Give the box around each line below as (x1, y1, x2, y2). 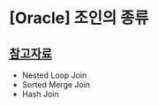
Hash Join (21, 89, 59, 99)
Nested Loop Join (21, 70, 87, 80)
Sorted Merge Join (21, 79, 91, 89)
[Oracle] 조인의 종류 (9, 8, 149, 28)
